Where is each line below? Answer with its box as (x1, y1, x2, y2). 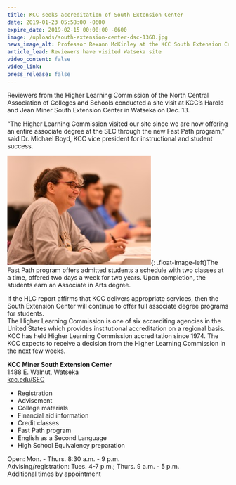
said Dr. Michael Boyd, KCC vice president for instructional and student (7, 134, 213, 143)
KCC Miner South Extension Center (7, 360, 112, 368)
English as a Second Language (17, 433, 107, 442)
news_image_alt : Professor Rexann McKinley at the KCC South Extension (7, 41, 221, 48)
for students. (7, 309, 44, 318)
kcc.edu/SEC (7, 375, 45, 383)
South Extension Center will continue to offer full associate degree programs (7, 302, 229, 310)
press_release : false (7, 70, 71, 77)
